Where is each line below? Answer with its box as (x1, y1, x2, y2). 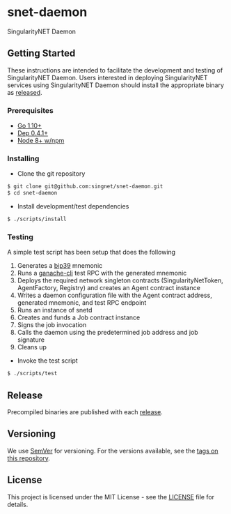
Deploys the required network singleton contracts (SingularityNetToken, (17, 276, 224, 285)
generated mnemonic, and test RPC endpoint (17, 298, 147, 307)
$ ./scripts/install (7, 216, 67, 223)
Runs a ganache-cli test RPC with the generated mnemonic (17, 269, 187, 278)
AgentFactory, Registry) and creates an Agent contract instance (17, 284, 200, 292)
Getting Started (7, 47, 76, 59)
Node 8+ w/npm (17, 137, 65, 145)
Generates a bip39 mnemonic (17, 262, 103, 270)
